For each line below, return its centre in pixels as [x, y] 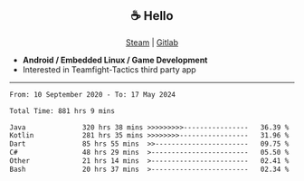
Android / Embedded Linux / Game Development [115, 60]
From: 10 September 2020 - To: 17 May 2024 [93, 94]
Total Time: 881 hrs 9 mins [62, 111]
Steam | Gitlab [152, 42]
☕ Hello [152, 16]
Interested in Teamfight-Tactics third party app [109, 69]
